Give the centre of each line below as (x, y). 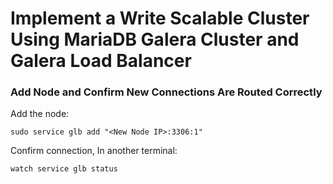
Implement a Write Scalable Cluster (160, 18)
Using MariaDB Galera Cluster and (155, 39)
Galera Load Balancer (101, 61)
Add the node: (40, 114)
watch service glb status (64, 169)
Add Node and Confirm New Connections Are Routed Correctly (166, 92)
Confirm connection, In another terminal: (94, 151)
